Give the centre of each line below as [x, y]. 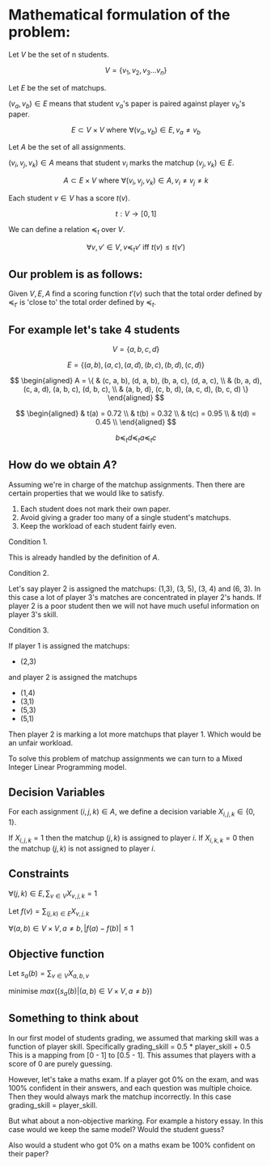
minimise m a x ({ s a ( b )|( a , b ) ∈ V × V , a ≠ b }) [80, 992]
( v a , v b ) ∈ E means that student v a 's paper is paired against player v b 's [127, 104]
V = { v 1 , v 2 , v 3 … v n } [136, 71]
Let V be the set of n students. [59, 54]
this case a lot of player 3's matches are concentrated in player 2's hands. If [135, 597]
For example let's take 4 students [94, 330]
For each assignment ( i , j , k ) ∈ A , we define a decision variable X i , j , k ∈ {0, [132, 813]
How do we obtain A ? [63, 465]
